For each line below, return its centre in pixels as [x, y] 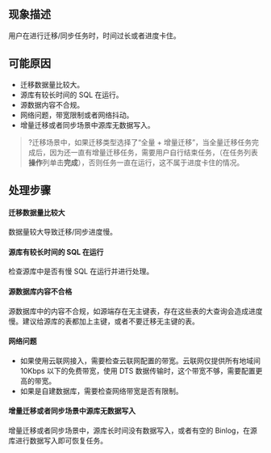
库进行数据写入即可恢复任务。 [58, 441]
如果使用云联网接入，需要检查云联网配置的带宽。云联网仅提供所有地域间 [140, 360]
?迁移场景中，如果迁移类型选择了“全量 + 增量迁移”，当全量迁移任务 [140, 142]
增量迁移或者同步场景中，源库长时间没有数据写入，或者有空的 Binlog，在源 [133, 430]
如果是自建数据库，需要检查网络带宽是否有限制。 [101, 391]
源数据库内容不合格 [40, 292]
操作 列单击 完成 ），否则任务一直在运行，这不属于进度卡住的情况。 [136, 162]
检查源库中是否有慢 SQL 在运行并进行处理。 [81, 271]
